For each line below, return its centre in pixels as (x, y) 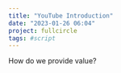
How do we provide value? (52, 61)
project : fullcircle (43, 30)
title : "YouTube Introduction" (61, 16)
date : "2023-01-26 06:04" (52, 23)
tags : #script (32, 38)
